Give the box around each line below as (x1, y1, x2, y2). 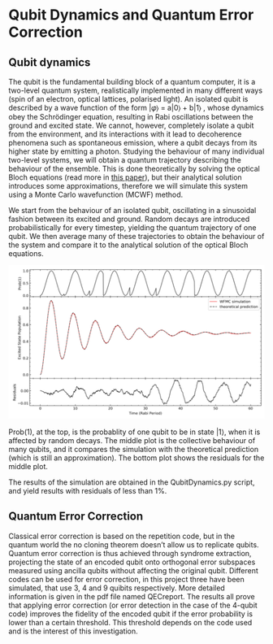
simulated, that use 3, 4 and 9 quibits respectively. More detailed (8, 583, 225, 593)
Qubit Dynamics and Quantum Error (8, 6, 254, 24)
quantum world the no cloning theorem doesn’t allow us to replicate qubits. (8, 539, 259, 550)
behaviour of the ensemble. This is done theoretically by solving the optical (8, 164, 260, 173)
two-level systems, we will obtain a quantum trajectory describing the (8, 155, 241, 164)
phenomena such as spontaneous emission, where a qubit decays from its (8, 138, 258, 147)
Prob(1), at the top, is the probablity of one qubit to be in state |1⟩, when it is (8, 427, 261, 437)
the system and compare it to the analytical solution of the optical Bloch (8, 240, 249, 250)
